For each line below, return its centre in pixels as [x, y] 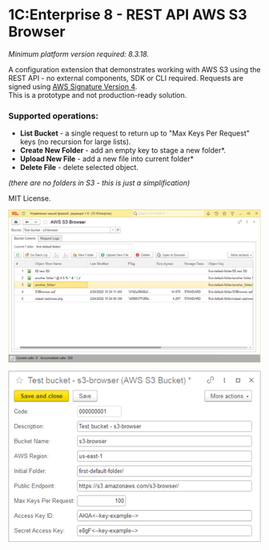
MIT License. [30, 199]
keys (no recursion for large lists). [75, 142]
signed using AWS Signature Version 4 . [73, 87]
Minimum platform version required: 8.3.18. [79, 54]
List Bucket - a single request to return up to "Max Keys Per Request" [134, 133]
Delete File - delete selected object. [79, 168]
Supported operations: [53, 115]
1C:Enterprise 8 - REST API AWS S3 [128, 15]
